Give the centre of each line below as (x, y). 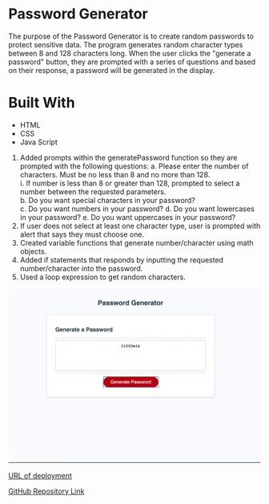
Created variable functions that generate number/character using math (137, 242)
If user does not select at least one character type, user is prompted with (140, 226)
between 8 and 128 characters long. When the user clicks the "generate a (130, 53)
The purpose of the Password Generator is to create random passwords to (131, 36)
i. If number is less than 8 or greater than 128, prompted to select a (130, 183)
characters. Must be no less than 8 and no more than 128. (115, 174)
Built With (42, 103)
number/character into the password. (81, 268)
